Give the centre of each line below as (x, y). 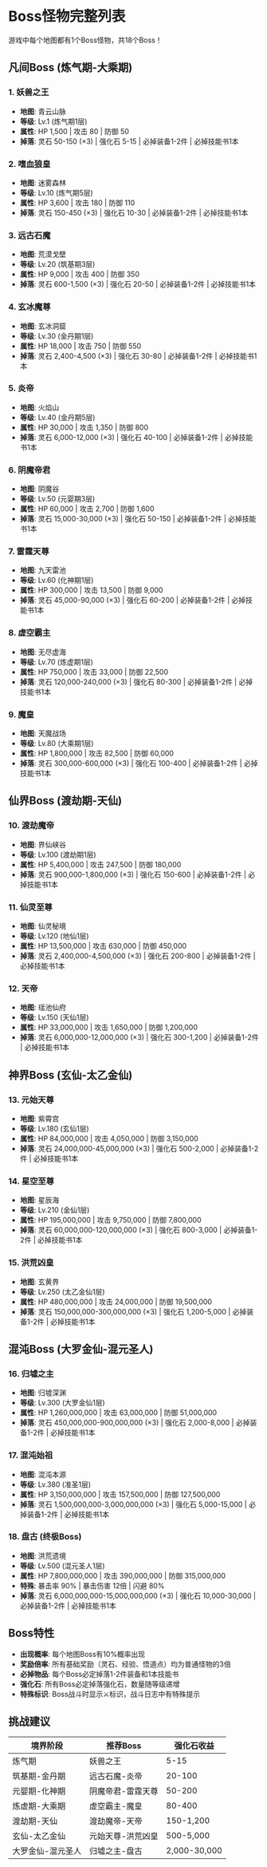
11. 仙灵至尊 (31, 907)
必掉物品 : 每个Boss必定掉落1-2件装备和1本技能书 (99, 1674)
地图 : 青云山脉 (43, 111)
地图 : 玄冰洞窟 (43, 326)
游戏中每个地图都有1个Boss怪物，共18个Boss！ (85, 40)
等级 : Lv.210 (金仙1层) (55, 1210)
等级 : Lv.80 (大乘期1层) (57, 743)
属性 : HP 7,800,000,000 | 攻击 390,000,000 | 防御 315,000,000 (122, 1576)
